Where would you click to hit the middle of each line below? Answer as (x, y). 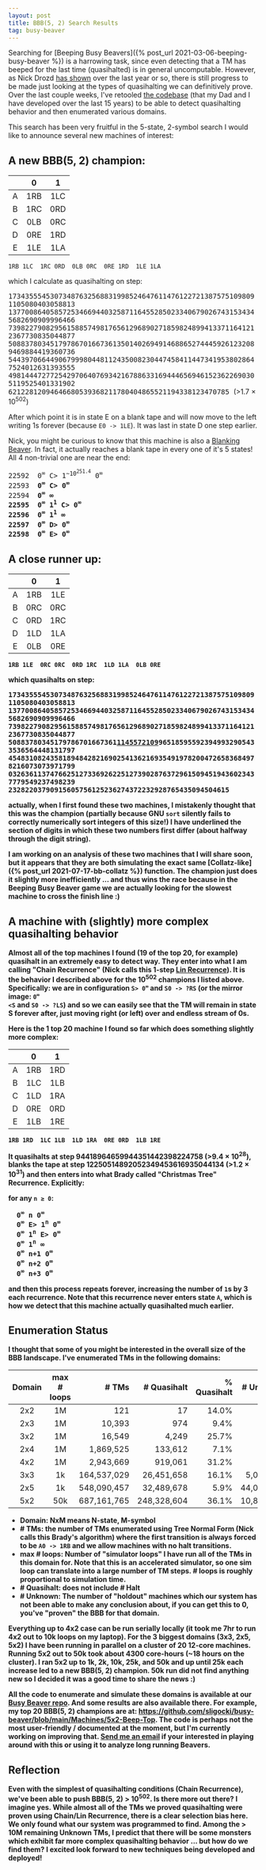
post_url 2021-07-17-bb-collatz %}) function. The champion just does (140, 871)
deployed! (25, 1857)
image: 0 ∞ (24, 996)
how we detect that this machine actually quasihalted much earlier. (121, 1305)
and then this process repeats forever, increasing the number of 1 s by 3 (128, 1289)
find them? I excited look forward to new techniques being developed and (132, 1849)
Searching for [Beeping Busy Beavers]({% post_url (91, 53)
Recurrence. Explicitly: (46, 1182)
